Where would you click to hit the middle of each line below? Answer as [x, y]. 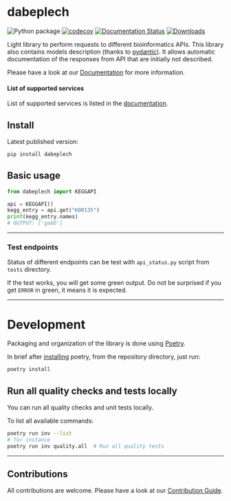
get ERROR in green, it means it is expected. [67, 290]
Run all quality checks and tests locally [92, 391]
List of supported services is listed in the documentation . [88, 103]
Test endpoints [33, 247]
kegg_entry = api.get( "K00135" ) [53, 211]
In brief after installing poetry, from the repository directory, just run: [104, 357]
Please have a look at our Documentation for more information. [96, 72]
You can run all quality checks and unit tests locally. [80, 407]
